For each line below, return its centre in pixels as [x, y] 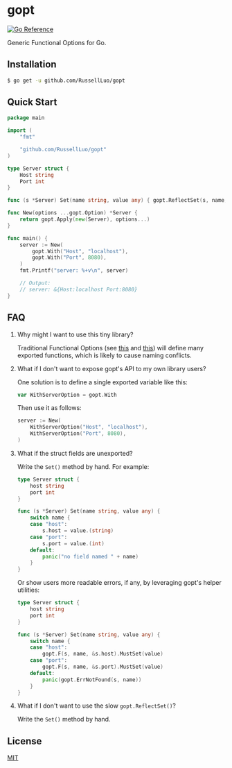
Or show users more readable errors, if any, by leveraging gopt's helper [119, 583]
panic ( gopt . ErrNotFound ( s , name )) [92, 680]
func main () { [28, 238]
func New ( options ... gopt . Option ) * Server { [72, 213]
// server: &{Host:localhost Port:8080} [79, 289]
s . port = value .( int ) [74, 543]
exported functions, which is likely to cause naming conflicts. [104, 355]
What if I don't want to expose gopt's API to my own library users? [111, 368]
